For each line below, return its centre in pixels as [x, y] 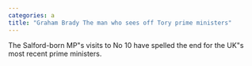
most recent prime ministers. [55, 53]
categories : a [32, 15]
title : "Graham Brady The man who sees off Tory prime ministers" [120, 23]
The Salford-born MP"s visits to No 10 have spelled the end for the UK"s [126, 45]
